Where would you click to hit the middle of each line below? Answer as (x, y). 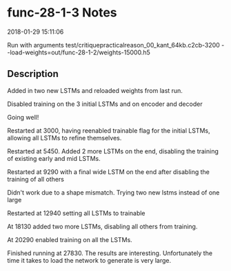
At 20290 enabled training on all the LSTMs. (70, 239)
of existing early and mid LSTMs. (54, 158)
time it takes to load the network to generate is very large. (89, 260)
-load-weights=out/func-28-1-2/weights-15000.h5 (79, 52)
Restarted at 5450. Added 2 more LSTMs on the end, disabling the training (113, 151)
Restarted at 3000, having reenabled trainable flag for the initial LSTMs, (109, 130)
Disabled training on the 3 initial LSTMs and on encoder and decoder (105, 104)
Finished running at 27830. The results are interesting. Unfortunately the (110, 253)
